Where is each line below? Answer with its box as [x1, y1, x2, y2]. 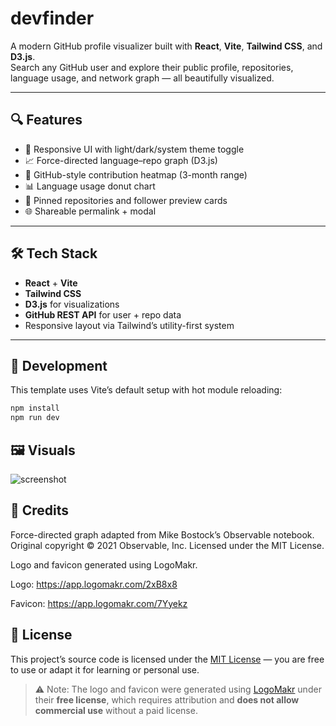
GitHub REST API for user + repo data [24, 308, 182, 321]
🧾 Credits [10, 502, 70, 519]
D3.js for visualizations [24, 298, 120, 310]
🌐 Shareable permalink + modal [24, 205, 157, 217]
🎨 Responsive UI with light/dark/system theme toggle [24, 143, 245, 155]
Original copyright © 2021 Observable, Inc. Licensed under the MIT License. [10, 539, 325, 551]
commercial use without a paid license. [34, 704, 198, 716]
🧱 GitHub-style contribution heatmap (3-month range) [24, 168, 248, 181]
